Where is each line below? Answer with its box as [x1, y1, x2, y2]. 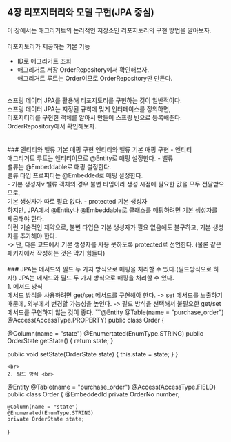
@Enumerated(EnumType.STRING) [7, 410, 94, 416]
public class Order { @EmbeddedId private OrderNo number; [7, 390, 181, 398]
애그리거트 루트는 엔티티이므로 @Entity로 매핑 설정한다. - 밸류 [7, 154, 174, 162]
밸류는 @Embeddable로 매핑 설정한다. [7, 162, 112, 171]
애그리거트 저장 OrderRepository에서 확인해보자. [17, 65, 150, 74]
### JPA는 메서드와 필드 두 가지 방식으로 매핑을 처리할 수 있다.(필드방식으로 [7, 265, 212, 273]
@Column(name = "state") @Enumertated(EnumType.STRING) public [7, 329, 203, 337]
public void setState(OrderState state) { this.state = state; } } [7, 349, 179, 358]
